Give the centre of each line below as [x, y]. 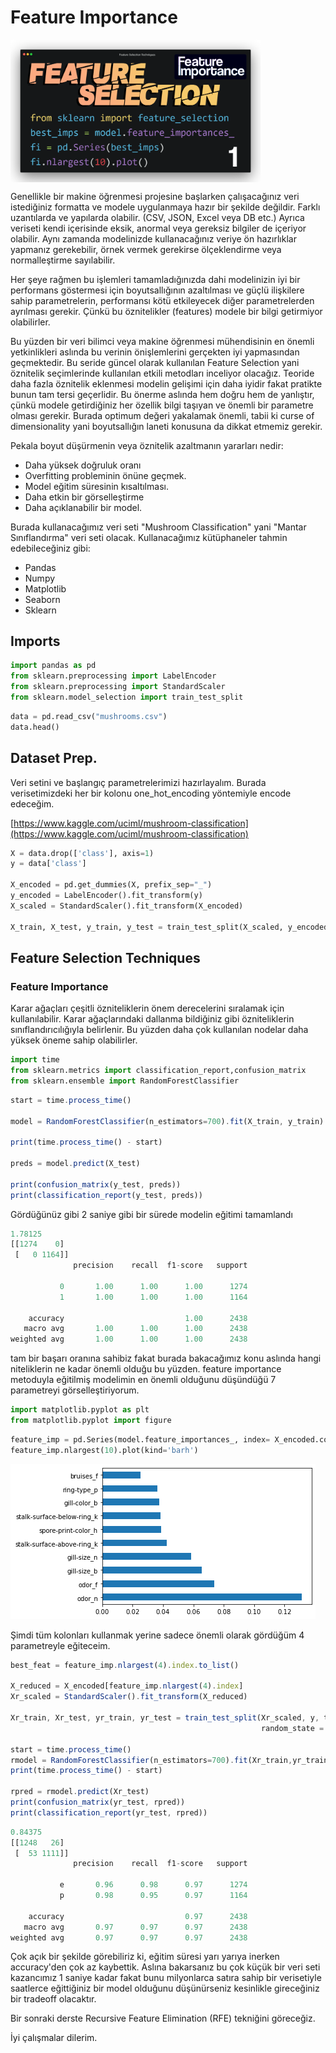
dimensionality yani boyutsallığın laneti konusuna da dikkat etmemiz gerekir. [166, 426]
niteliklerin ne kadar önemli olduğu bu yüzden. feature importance [146, 1369]
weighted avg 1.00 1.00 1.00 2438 [129, 1339]
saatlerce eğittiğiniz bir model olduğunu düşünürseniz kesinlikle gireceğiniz [165, 1988]
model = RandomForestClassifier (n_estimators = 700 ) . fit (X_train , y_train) [167, 1121]
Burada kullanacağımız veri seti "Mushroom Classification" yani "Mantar [158, 527]
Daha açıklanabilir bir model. [83, 507]
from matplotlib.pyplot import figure [91, 1421]
